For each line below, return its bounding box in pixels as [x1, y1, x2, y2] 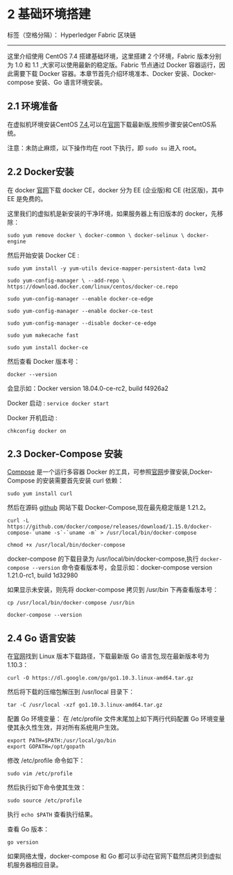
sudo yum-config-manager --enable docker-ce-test [7, 307, 154, 314]
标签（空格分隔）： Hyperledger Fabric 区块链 [7, 31, 137, 39]
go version [7, 839, 39, 846]
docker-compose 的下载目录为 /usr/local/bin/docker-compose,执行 [7, 554, 199, 563]
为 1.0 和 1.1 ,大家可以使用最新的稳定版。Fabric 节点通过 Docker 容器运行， [7, 61, 220, 69]
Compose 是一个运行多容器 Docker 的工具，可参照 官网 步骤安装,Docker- [7, 467, 213, 476]
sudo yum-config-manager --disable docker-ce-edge [7, 319, 157, 327]
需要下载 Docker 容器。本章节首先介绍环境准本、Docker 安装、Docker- [12, 69, 216, 77]
